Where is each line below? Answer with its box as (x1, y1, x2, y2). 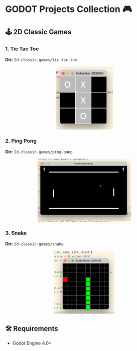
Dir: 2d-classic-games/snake (5, 241, 64, 247)
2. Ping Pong (5, 137, 37, 144)
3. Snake (5, 229, 27, 236)
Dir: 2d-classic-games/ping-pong (5, 149, 73, 155)
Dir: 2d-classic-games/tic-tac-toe (5, 56, 77, 62)
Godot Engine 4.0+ (12, 340, 52, 346)
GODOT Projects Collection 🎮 (5, 4, 132, 15)
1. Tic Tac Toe (5, 45, 39, 52)
